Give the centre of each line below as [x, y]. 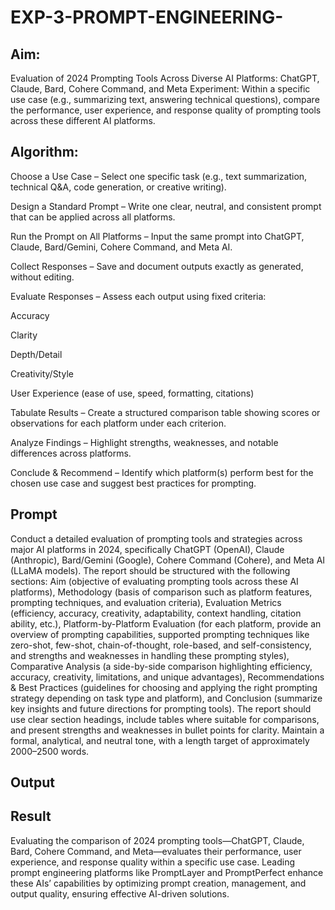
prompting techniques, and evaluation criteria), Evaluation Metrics [146, 602]
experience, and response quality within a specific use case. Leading [153, 862]
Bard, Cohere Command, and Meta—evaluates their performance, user [156, 851]
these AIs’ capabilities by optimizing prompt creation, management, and [158, 883]
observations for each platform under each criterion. [118, 423]
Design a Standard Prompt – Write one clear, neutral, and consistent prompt [166, 206]
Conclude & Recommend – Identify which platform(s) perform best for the [162, 472]
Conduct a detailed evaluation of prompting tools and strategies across [156, 538]
